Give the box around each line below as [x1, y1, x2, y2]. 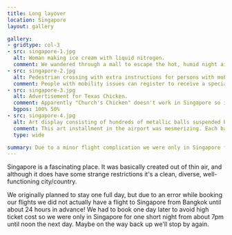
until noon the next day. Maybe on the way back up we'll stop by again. [7, 220, 209, 228]
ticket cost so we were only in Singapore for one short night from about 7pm [7, 213, 224, 221]
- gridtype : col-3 [7, 42, 60, 49]
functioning [7, 177, 40, 186]
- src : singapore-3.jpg [7, 87, 76, 94]
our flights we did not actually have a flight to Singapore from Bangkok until [7, 198, 222, 207]
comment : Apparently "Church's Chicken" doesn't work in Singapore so [13, 99, 221, 107]
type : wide [13, 132, 45, 139]
